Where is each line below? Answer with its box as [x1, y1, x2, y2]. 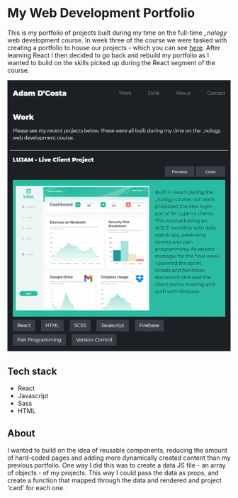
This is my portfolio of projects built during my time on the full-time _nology [7, 28, 227, 37]
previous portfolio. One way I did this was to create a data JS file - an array [7, 461, 226, 470]
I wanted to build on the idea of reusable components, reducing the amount [7, 446, 228, 455]
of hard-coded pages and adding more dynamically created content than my [7, 453, 231, 462]
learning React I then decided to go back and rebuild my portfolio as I [7, 51, 209, 60]
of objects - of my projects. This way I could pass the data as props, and [7, 469, 220, 477]
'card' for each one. [7, 484, 65, 492]
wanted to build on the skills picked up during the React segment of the [7, 58, 216, 67]
